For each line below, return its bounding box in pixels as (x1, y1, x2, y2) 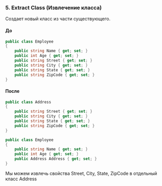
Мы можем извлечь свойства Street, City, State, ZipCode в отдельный (5, 170, 157, 176)
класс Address (5, 176, 37, 182)
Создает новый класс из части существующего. (5, 16, 111, 22)
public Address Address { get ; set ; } (14, 156, 97, 161)
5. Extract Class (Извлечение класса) (5, 4, 102, 11)
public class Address (5, 99, 52, 105)
